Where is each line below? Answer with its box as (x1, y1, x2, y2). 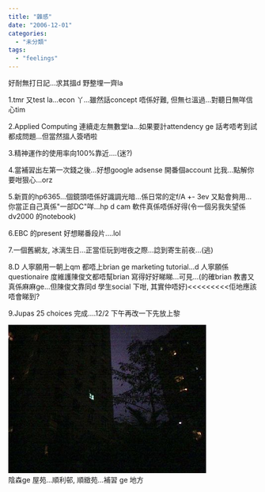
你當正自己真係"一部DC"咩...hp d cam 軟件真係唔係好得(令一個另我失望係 (8, 202, 247, 211)
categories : (8, 29, 47, 37)
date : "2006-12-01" (8, 21, 73, 29)
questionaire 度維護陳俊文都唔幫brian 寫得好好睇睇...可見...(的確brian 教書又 (8, 272, 255, 281)
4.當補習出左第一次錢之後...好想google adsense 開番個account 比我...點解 (8, 165, 248, 174)
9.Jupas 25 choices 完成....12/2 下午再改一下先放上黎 (8, 308, 180, 318)
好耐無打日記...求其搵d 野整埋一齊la (8, 78, 123, 87)
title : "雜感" (8, 13, 53, 21)
